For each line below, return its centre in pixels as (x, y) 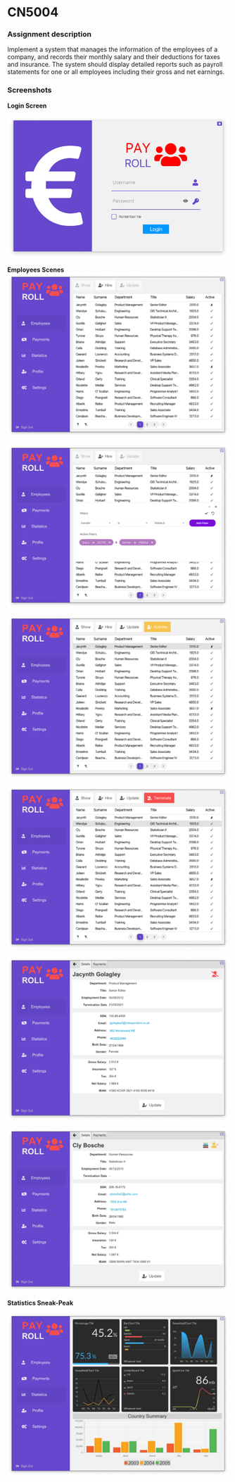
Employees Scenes (36, 270)
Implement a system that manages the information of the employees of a (113, 49)
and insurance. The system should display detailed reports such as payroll (115, 65)
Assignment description (50, 34)
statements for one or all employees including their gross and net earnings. (116, 72)
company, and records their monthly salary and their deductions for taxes (114, 57)
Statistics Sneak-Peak (40, 1303)
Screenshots (30, 90)
